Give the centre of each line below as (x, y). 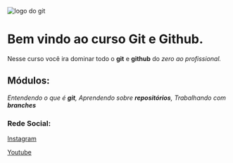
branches (22, 105)
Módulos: (29, 81)
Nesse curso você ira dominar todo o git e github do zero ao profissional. (114, 58)
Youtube (19, 152)
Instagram (22, 139)
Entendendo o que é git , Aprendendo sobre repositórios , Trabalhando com (117, 98)
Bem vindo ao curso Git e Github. (106, 39)
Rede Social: (29, 123)
